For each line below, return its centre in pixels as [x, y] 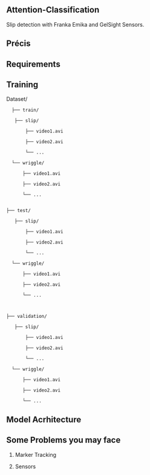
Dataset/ [17, 99]
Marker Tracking [35, 454]
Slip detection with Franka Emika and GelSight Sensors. [75, 24]
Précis [18, 44]
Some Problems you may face [64, 440]
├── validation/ [27, 317]
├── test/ [19, 211]
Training [22, 84]
